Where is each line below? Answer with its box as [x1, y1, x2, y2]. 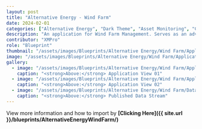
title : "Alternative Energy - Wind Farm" [6, 14, 112, 20]
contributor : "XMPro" [6, 37, 61, 43]
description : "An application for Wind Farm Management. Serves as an [6, 31, 187, 37]
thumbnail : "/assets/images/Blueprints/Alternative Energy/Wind [6, 48, 171, 54]
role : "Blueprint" [6, 43, 52, 49]
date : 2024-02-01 [6, 20, 50, 26]
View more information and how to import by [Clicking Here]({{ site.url [6, 109, 183, 116]
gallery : [6, 59, 28, 65]
